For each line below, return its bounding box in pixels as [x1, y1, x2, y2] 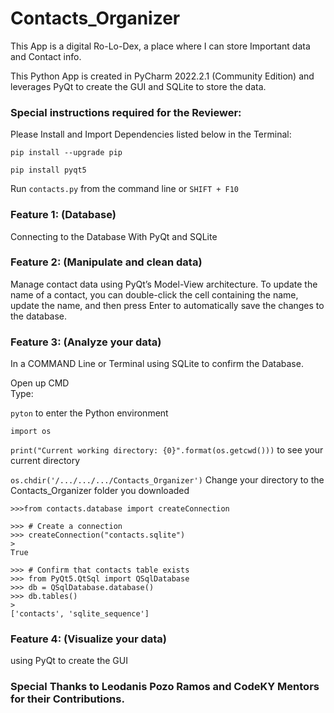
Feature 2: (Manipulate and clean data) [10, 255, 203, 269]
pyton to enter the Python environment [10, 407, 169, 419]
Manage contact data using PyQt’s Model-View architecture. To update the [10, 278, 318, 290]
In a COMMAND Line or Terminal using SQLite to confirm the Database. [10, 358, 304, 370]
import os [10, 427, 52, 437]
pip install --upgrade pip [10, 148, 123, 158]
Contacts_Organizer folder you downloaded [10, 485, 190, 497]
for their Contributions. [10, 692, 125, 706]
